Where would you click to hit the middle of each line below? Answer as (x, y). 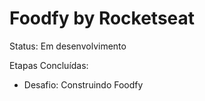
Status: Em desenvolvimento (68, 46)
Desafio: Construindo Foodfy (83, 84)
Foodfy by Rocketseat (102, 18)
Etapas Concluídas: (49, 65)
